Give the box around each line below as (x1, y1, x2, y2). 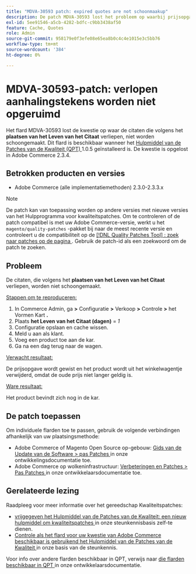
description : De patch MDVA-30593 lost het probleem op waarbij (6, 14, 166, 20)
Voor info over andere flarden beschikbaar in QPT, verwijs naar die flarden (6, 555, 185, 562)
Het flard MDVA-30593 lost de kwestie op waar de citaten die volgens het (6, 126, 183, 133)
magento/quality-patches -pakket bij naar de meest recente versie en (6, 225, 173, 232)
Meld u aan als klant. (14, 330, 65, 337)
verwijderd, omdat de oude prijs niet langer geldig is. (6, 372, 133, 379)
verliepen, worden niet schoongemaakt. (6, 283, 101, 290)
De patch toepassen (6, 411, 80, 421)
